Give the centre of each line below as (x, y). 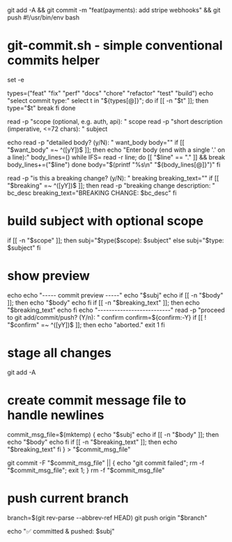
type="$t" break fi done (41, 108)
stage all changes (60, 353)
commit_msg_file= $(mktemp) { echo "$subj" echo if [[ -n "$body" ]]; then (113, 434)
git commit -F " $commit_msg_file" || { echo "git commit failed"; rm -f (106, 463)
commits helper (54, 60)
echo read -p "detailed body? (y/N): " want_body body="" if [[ (96, 142)
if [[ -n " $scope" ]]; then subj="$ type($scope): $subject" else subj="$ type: (116, 240)
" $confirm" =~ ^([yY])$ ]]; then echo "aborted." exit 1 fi (86, 325)
